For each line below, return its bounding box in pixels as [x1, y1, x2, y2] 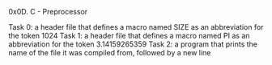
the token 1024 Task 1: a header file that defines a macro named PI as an [8, 31, 250, 40]
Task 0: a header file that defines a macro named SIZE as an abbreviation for [8, 22, 264, 31]
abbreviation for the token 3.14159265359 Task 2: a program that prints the [8, 39, 257, 49]
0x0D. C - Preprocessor [8, 7, 88, 16]
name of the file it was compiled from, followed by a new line [8, 48, 211, 57]
